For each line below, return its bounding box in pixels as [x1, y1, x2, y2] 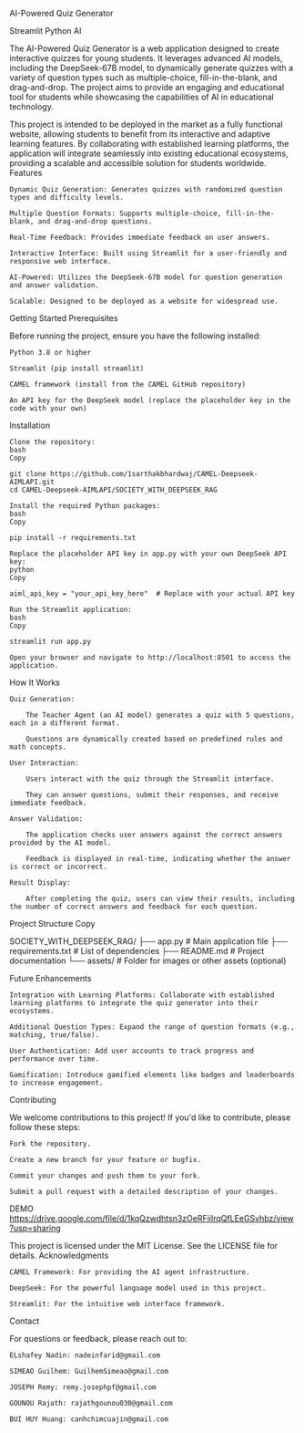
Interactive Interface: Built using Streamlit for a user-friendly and [9, 249, 287, 258]
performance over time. [9, 1054, 100, 1064]
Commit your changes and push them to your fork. [9, 1171, 202, 1180]
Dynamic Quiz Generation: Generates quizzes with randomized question [9, 185, 283, 194]
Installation [9, 420, 51, 431]
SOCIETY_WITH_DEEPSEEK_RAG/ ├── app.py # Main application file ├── [9, 936, 289, 947]
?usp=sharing [9, 1222, 61, 1233]
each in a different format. [9, 719, 120, 728]
